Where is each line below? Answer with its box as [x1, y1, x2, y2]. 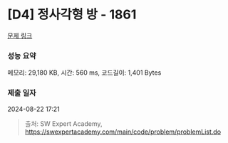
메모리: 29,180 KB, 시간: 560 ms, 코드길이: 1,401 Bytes [7, 68, 162, 77]
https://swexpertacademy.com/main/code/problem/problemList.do [24, 127, 222, 136]
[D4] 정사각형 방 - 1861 [7, 6, 137, 23]
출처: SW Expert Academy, [24, 119, 103, 128]
